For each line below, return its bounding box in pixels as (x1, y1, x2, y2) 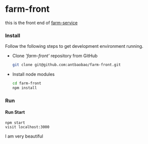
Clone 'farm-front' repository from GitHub (12, 53, 98, 59)
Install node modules (12, 72, 55, 77)
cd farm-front (12, 81, 41, 86)
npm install (12, 85, 37, 90)
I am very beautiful (5, 133, 43, 139)
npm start (5, 120, 26, 125)
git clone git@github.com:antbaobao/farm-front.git (12, 63, 121, 68)
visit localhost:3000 (5, 124, 50, 129)
